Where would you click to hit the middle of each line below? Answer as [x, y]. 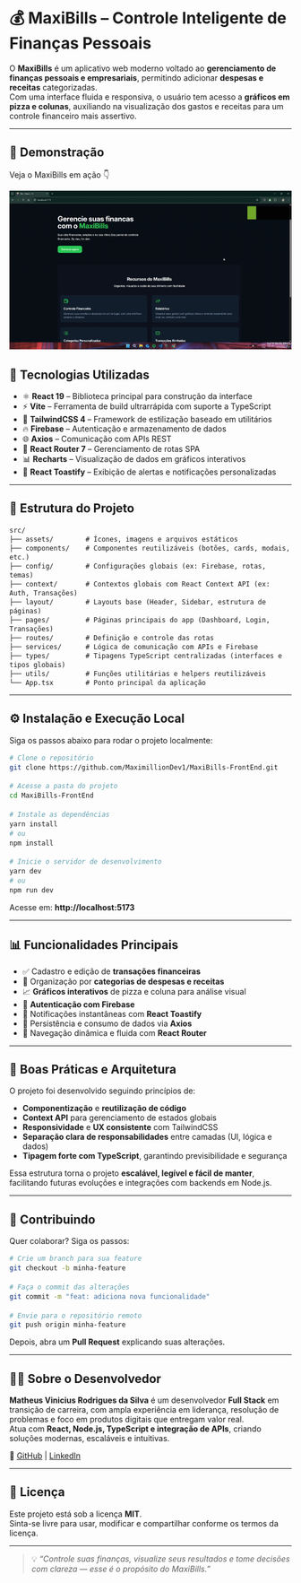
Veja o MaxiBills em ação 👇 [60, 174]
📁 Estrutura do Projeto [72, 509]
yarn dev [26, 872]
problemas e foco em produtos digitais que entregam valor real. [127, 1420]
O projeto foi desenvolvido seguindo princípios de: [102, 1091]
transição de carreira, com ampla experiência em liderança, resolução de [144, 1410]
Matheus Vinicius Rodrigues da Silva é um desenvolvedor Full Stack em [144, 1400]
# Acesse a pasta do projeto [64, 787]
